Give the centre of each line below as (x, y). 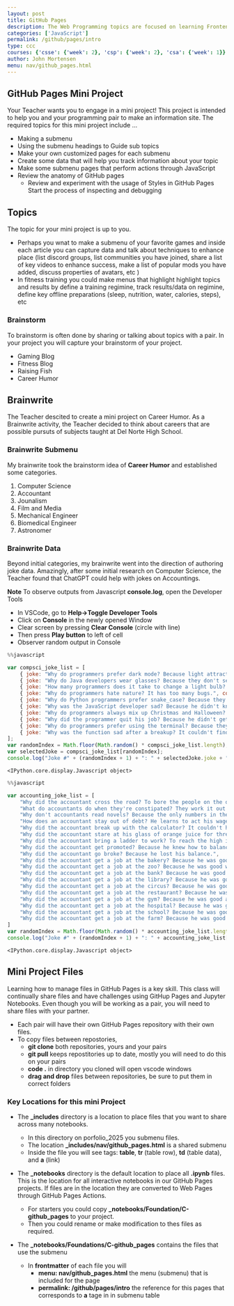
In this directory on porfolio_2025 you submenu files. (103, 1138)
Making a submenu (45, 139)
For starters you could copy (67, 1209)
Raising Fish (34, 371)
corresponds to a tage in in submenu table (99, 1296)
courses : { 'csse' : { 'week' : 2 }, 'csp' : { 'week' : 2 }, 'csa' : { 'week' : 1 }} (117, 53)
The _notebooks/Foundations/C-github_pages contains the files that (118, 1245)
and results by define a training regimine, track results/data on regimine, (121, 287)
